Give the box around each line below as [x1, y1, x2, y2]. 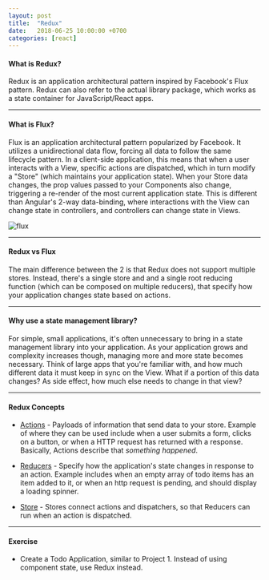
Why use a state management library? [8, 316, 138, 325]
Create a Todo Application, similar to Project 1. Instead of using [19, 554, 227, 564]
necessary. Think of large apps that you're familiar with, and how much [8, 360, 243, 369]
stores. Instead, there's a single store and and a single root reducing [8, 273, 234, 283]
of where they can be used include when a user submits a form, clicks [19, 429, 252, 438]
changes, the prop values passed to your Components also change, [8, 179, 232, 189]
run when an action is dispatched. [19, 510, 132, 521]
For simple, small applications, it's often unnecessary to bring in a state [8, 334, 243, 344]
